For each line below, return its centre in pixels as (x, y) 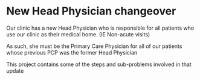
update (15, 70)
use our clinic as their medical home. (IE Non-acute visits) (78, 34)
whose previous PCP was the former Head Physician (72, 52)
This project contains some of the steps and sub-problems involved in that (99, 64)
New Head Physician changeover (91, 11)
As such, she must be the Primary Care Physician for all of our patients (94, 46)
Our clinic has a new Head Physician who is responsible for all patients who (100, 28)
